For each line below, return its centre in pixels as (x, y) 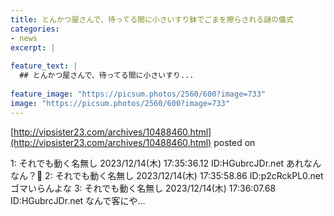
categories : (35, 29)
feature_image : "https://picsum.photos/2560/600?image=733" (138, 94)
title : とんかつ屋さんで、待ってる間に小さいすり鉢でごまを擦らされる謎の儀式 (152, 19)
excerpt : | (33, 47)
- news (24, 38)
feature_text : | (44, 66)
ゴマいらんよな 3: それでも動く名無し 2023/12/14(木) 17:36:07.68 (143, 188)
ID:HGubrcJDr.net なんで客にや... (78, 200)
